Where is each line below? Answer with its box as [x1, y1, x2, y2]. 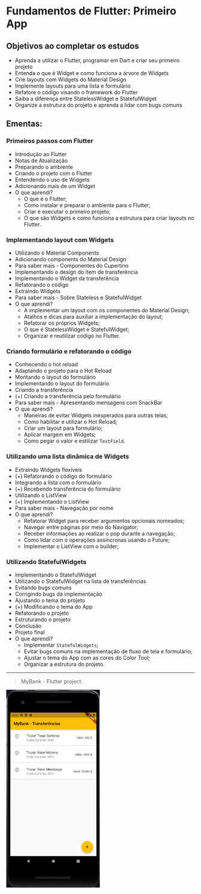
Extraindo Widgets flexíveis [14, 466, 83, 473]
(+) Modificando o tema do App [14, 603, 93, 610]
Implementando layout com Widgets [6, 235, 114, 244]
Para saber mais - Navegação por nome [14, 504, 114, 512]
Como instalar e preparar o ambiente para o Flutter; [23, 201, 151, 208]
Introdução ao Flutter [14, 150, 67, 157]
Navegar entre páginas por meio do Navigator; [23, 524, 139, 531]
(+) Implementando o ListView [14, 498, 90, 505]
